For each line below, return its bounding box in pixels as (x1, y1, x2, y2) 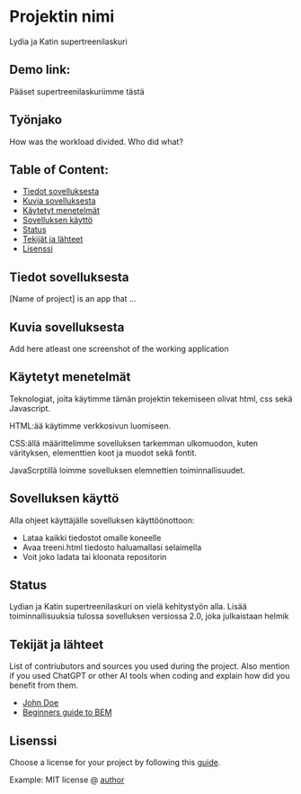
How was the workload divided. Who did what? (9, 136, 184, 147)
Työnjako (9, 113, 63, 128)
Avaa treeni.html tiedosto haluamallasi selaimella (22, 542, 202, 553)
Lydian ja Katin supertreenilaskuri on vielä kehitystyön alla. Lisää (9, 601, 247, 612)
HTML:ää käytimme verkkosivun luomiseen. (9, 420, 172, 431)
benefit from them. (9, 680, 79, 690)
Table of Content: (9, 162, 110, 177)
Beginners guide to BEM (22, 707, 112, 717)
